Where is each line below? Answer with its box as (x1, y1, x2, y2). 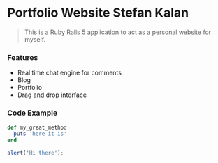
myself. (24, 35, 46, 43)
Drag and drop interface (17, 91, 87, 99)
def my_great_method (7, 124, 68, 131)
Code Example (7, 108, 58, 118)
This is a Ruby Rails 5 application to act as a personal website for (24, 28, 212, 36)
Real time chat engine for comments (17, 68, 122, 77)
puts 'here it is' (13, 130, 68, 137)
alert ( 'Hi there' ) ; (7, 150, 64, 157)
